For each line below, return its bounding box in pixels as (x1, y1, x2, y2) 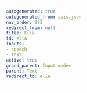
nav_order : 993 (6, 19, 43, 25)
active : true (6, 57, 38, 63)
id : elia (6, 35, 27, 41)
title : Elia (6, 30, 35, 36)
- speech (6, 46, 27, 52)
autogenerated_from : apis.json (6, 14, 82, 20)
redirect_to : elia (6, 73, 50, 79)
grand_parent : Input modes (6, 62, 71, 69)
